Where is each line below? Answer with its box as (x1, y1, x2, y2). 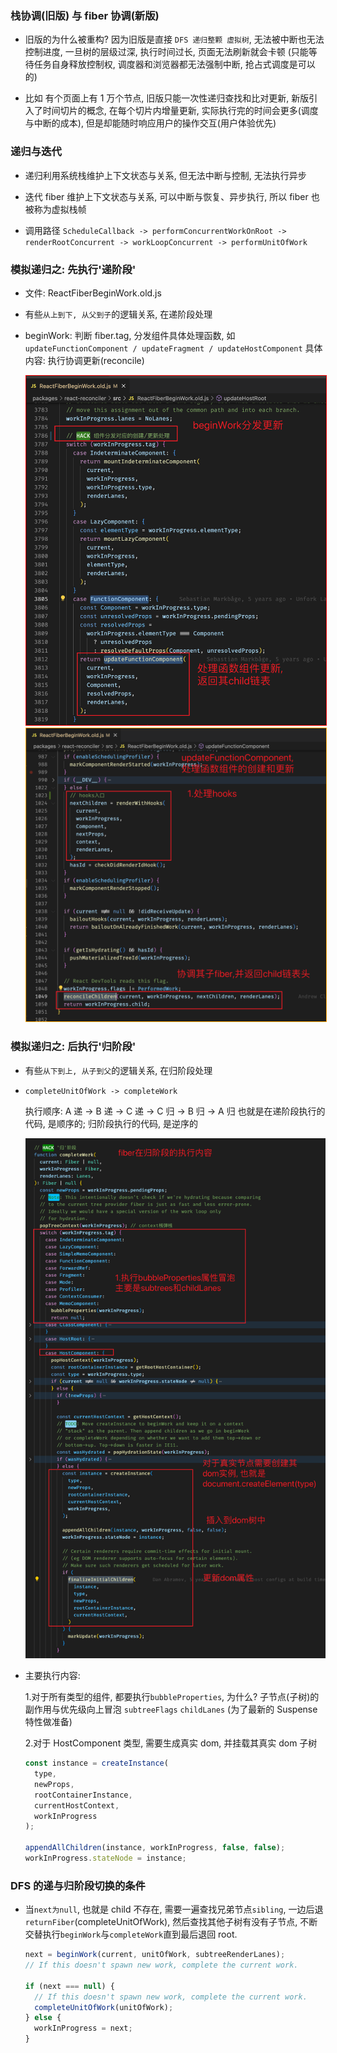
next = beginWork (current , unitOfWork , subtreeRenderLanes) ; (24, 1950, 286, 1960)
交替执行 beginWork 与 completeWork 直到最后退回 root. (24, 1928, 238, 1941)
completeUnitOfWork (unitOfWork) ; (34, 2002, 174, 2012)
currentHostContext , (34, 1800, 120, 1811)
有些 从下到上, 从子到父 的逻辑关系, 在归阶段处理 (24, 1064, 213, 1076)
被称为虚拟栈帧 (24, 203, 87, 215)
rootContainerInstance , (34, 1790, 133, 1800)
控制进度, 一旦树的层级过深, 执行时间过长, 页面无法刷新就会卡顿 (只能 (24, 46, 309, 58)
